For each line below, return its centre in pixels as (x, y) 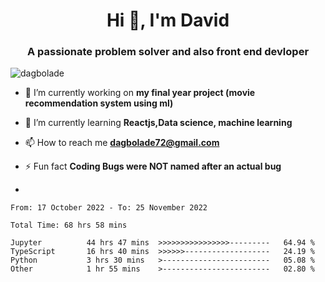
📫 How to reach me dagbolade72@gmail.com (122, 143)
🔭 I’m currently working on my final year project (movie (140, 93)
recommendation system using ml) (99, 103)
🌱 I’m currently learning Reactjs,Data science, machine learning (158, 123)
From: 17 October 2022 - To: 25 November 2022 (109, 208)
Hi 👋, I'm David (168, 20)
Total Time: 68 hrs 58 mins (69, 225)
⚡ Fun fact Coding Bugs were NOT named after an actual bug (153, 166)
